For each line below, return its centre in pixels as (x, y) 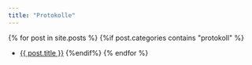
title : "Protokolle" (42, 15)
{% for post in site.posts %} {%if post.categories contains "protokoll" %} (126, 38)
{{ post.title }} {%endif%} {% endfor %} (84, 52)
